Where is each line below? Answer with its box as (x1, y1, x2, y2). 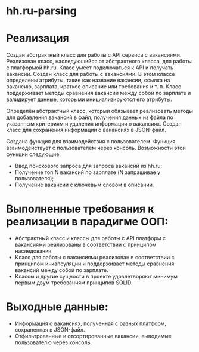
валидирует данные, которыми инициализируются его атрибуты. (6, 96, 173, 103)
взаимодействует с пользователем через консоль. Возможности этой (6, 145, 186, 152)
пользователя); (14, 175, 54, 182)
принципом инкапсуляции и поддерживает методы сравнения (14, 260, 175, 267)
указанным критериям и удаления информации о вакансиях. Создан (6, 120, 182, 127)
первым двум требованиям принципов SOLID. (14, 279, 133, 286)
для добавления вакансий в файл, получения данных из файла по (6, 114, 174, 121)
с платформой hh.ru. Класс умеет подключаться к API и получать (6, 64, 174, 71)
